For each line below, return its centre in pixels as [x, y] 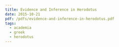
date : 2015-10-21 [23, 14]
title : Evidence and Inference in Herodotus [51, 10]
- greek [17, 32]
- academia [20, 28]
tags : [10, 23]
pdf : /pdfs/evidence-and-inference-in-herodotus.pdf [60, 19]
